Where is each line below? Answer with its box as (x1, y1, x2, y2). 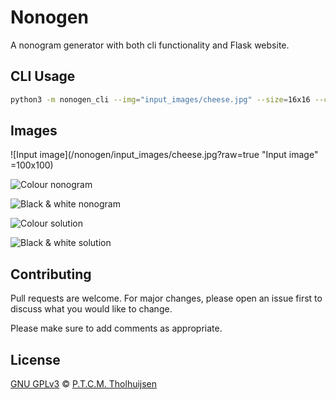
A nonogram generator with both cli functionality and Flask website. (10, 39, 290, 51)
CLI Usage (10, 68, 76, 85)
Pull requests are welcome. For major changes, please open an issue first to (10, 292, 323, 305)
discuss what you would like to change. (10, 303, 173, 315)
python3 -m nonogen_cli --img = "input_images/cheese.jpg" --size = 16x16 (10, 94, 311, 105)
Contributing (10, 266, 92, 283)
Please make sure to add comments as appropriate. (10, 322, 223, 335)
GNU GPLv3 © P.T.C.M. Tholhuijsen (10, 378, 158, 390)
